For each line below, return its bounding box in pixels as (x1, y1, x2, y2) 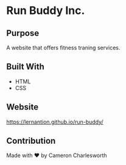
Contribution (6, 136, 56, 146)
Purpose (6, 28, 40, 38)
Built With (6, 61, 44, 72)
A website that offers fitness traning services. (6, 44, 121, 51)
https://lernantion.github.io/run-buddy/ (6, 118, 103, 125)
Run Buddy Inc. (6, 4, 85, 18)
